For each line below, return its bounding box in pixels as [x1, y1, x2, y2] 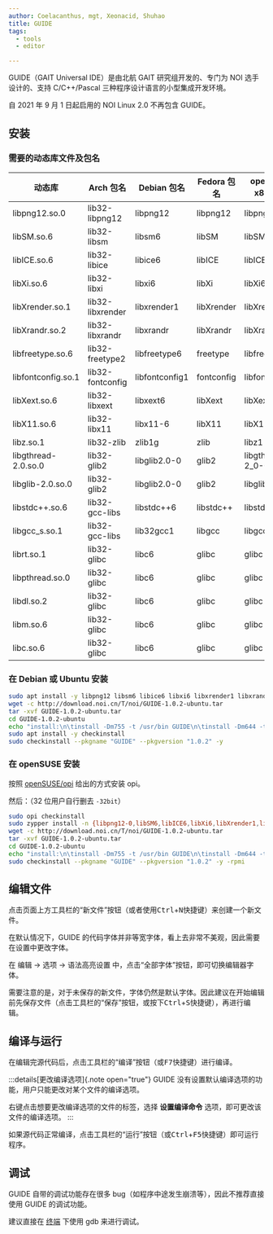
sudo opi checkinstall [8, 812, 85, 820]
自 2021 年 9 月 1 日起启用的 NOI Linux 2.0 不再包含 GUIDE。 [8, 100, 210, 110]
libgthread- [12, 450, 57, 461]
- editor [15, 42, 45, 51]
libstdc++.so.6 [12, 502, 67, 513]
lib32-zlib [87, 437, 126, 448]
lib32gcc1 [135, 525, 175, 536]
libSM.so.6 [12, 231, 54, 242]
